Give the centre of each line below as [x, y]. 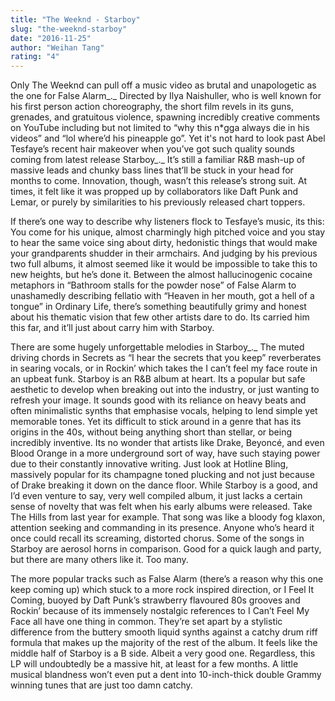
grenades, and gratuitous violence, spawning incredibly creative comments [165, 117]
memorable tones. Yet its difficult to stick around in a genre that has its [156, 422]
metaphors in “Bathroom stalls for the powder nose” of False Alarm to [153, 285]
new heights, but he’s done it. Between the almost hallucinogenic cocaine [161, 275]
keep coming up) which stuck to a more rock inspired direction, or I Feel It [162, 590]
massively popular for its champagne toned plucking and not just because [162, 475]
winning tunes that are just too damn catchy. [101, 685]
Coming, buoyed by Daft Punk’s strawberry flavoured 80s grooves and [155, 600]
